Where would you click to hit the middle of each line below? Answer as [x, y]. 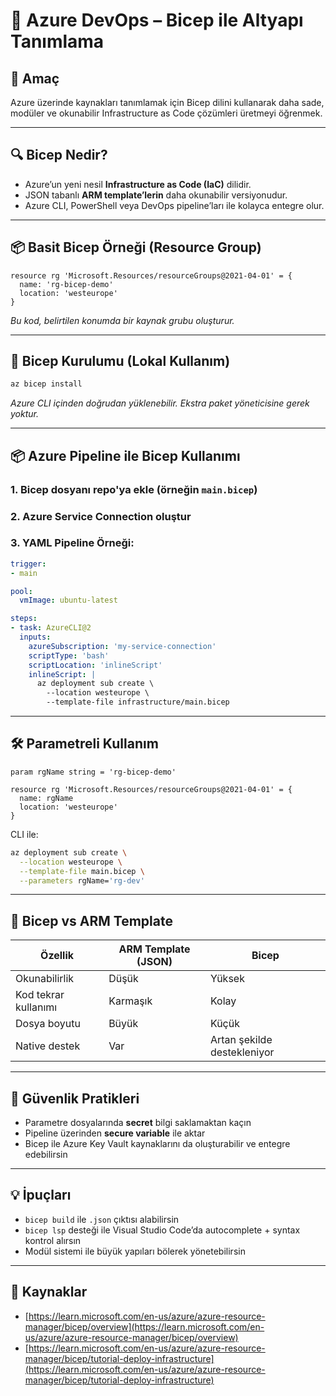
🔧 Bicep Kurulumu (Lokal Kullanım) [120, 361]
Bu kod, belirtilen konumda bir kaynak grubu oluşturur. [122, 320]
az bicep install [46, 384]
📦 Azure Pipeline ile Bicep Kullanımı [125, 455]
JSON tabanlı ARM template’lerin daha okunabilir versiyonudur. [156, 195]
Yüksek [227, 979]
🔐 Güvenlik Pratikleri [75, 1098]
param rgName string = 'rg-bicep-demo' [93, 772]
